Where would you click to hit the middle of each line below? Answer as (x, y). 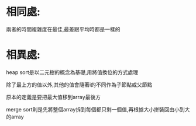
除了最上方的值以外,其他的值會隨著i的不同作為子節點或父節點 (79, 85)
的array (15, 117)
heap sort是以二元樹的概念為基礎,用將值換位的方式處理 (72, 72)
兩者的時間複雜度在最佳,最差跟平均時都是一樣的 (63, 29)
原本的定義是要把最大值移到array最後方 (54, 97)
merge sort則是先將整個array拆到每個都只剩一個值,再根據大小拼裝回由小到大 (98, 109)
